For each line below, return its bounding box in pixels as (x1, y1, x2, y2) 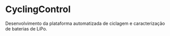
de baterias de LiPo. (5, 25, 47, 31)
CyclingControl (5, 4, 71, 15)
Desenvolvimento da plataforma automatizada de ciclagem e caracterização (5, 20, 165, 26)
